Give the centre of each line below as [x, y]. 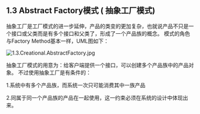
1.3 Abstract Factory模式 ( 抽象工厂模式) [81, 11]
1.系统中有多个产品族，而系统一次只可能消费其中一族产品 [76, 85]
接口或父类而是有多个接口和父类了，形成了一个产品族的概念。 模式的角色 [101, 33]
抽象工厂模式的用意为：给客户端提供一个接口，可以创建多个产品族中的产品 [97, 65]
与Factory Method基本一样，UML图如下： [57, 41]
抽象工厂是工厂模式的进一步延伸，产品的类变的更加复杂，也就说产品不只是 [97, 26]
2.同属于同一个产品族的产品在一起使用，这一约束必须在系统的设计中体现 [95, 97]
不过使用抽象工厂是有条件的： [54, 72]
